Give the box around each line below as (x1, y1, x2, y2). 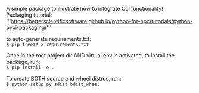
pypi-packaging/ (6, 24, 47, 31)
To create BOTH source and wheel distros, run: (6, 75, 122, 82)
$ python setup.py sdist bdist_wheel (6, 81, 100, 87)
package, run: (6, 59, 41, 65)
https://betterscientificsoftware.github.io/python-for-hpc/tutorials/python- (11, 18, 193, 24)
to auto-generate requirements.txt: (6, 36, 91, 42)
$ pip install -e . (6, 65, 55, 70)
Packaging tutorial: (6, 11, 52, 18)
